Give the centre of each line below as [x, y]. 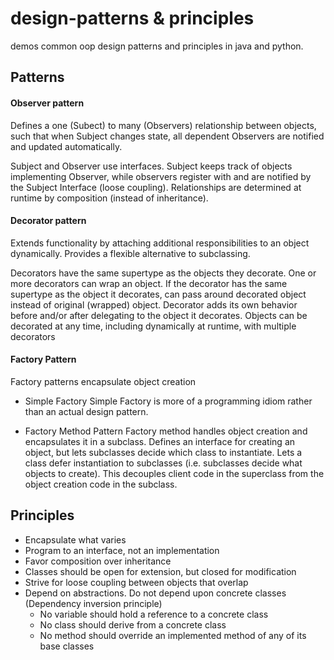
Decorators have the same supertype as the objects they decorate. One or [163, 273]
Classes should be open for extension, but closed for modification [160, 571]
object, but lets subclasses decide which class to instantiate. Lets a [163, 452]
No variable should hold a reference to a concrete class [154, 614]
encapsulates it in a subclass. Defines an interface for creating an [160, 441]
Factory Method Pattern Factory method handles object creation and [166, 431]
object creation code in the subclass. [101, 484]
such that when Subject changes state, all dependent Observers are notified [167, 136]
